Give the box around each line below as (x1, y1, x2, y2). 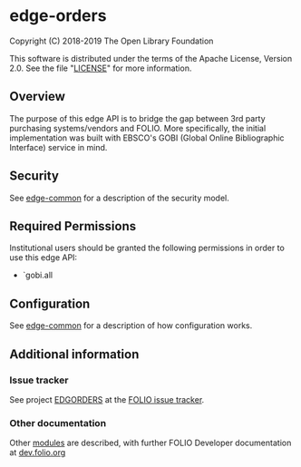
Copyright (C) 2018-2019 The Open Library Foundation (9, 35, 214, 46)
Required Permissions (9, 219, 137, 234)
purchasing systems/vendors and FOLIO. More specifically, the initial (9, 122, 267, 133)
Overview (9, 89, 66, 104)
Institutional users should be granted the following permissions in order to (9, 242, 286, 254)
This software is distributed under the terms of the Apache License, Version (9, 53, 293, 63)
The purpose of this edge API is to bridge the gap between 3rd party (9, 112, 266, 123)
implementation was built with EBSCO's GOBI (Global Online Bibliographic (9, 132, 285, 143)
